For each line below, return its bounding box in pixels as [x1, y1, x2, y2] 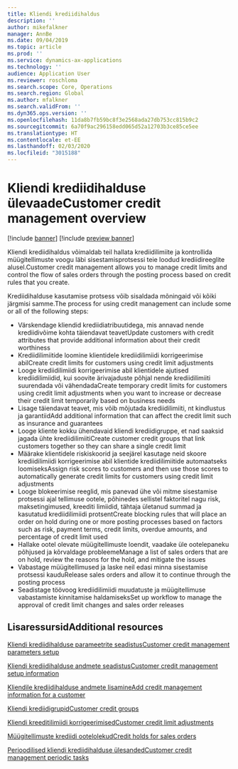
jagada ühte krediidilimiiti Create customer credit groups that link [17, 434, 205, 442]
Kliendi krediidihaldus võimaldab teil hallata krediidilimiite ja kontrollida [7, 247, 213, 256]
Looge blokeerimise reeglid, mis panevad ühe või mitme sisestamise [17, 487, 218, 496]
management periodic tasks [7, 753, 90, 762]
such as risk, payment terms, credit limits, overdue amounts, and [17, 525, 207, 533]
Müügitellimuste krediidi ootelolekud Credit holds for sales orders [7, 731, 197, 741]
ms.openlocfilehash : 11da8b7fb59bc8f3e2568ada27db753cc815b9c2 [7, 116, 199, 123]
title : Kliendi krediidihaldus [7, 10, 100, 18]
